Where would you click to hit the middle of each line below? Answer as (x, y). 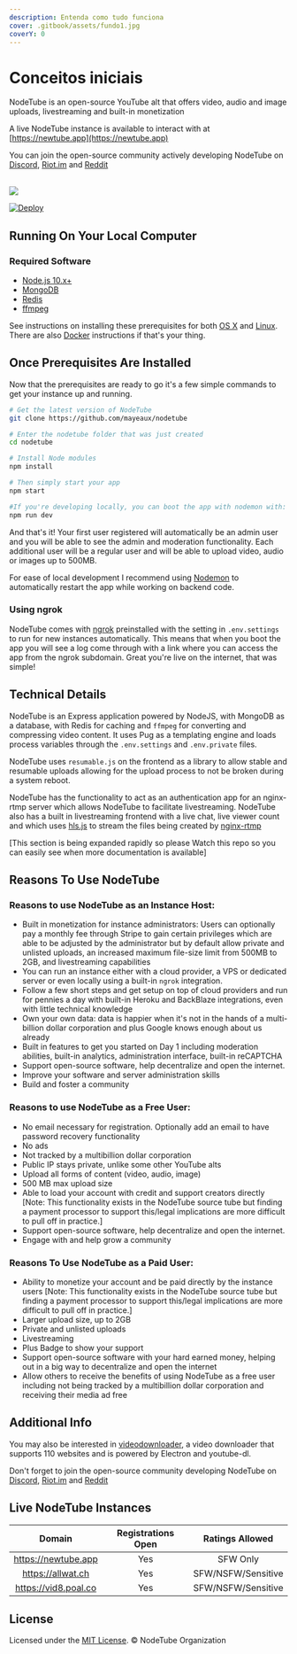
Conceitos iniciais (76, 78)
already (36, 1037)
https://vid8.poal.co (56, 1588)
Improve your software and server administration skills (121, 1075)
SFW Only (238, 1558)
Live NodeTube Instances (80, 1508)
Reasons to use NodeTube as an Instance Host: (112, 905)
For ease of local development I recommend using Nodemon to (124, 578)
